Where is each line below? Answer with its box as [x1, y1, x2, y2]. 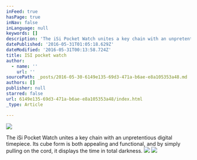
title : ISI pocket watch [6, 52, 67, 58]
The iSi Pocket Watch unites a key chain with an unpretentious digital [6, 134, 173, 141]
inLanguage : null [6, 25, 49, 31]
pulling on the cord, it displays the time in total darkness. [6, 147, 142, 154]
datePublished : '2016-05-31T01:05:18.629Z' [6, 42, 114, 48]
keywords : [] [6, 31, 38, 36]
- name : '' [11, 63, 38, 69]
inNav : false [6, 19, 38, 25]
